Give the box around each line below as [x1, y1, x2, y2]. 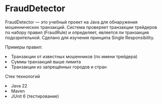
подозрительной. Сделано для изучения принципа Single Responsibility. [5, 35, 155, 41]
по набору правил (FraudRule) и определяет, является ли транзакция [5, 29, 149, 35]
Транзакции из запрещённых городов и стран [11, 64, 107, 70]
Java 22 [11, 83, 28, 88]
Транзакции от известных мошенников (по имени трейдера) [11, 53, 138, 59]
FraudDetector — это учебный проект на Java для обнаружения [5, 19, 138, 25]
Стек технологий [5, 73, 40, 79]
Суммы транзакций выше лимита [11, 59, 81, 64]
